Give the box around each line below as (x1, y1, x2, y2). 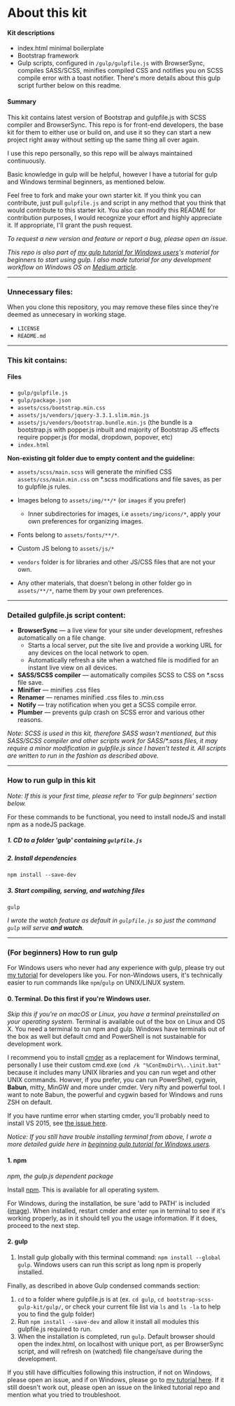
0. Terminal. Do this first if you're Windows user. (7, 994, 151, 1003)
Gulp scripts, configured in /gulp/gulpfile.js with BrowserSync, (17, 59, 205, 67)
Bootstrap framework (17, 51, 79, 60)
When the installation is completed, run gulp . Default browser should (17, 1332, 215, 1340)
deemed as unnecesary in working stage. (7, 310, 127, 318)
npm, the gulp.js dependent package (7, 1172, 114, 1180)
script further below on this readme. (17, 81, 122, 90)
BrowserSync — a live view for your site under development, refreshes (17, 626, 223, 635)
